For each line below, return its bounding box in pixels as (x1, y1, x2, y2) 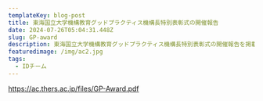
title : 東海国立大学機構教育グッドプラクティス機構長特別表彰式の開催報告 (8, 19, 219, 27)
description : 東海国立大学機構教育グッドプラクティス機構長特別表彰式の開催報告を (8, 41, 246, 49)
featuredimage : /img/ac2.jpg (8, 48, 103, 56)
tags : (8, 56, 26, 63)
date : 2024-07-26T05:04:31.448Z (8, 26, 113, 34)
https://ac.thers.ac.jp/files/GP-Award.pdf (8, 84, 139, 93)
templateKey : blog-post (8, 11, 86, 20)
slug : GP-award (8, 33, 58, 41)
